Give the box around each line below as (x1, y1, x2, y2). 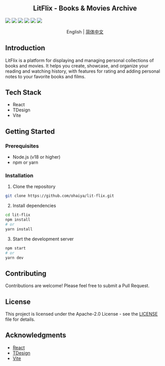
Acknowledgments (5, 331, 67, 340)
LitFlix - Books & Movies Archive (33, 4, 137, 13)
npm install (5, 217, 30, 223)
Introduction (5, 44, 46, 52)
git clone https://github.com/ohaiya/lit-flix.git (5, 193, 114, 199)
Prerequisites (5, 142, 39, 149)
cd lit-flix (5, 212, 30, 218)
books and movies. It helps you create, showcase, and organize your (5, 63, 149, 69)
